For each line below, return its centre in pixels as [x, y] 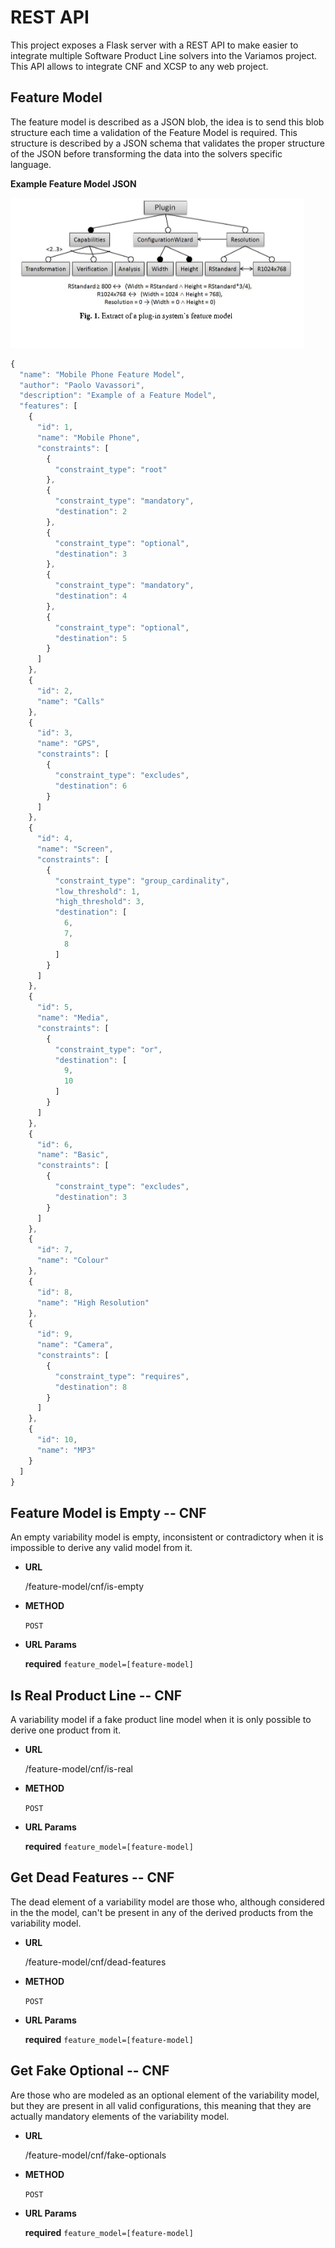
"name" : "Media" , [73, 1018]
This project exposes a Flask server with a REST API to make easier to [154, 45]
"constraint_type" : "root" [111, 469]
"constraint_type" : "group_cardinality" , [142, 881]
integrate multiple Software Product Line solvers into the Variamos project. [164, 55]
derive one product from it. [66, 1730]
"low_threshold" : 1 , [97, 891]
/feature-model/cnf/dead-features [95, 1962]
